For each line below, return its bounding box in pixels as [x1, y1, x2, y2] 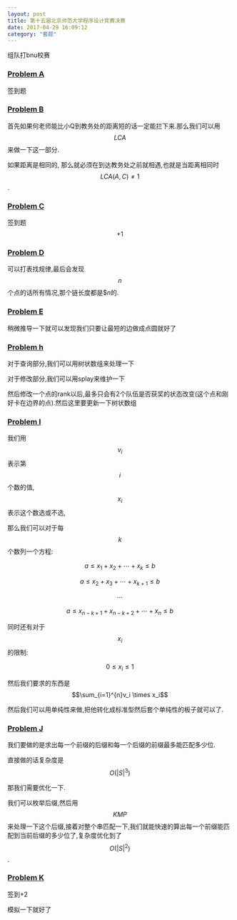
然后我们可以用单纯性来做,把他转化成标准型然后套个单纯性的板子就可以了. [7, 705, 224, 714]
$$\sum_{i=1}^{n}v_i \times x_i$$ [71, 690, 168, 699]
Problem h [7, 342, 44, 352]
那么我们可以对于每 [7, 523, 64, 532]
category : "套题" [7, 30, 57, 38]
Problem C [7, 201, 45, 211]
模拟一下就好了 [7, 905, 51, 914]
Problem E [7, 306, 44, 316]
